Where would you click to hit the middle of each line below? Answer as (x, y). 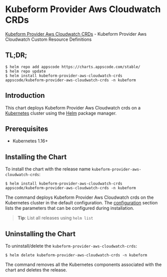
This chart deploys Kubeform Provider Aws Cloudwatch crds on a (73, 107)
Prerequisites (27, 129)
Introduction (25, 96)
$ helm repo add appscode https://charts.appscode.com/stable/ (73, 67)
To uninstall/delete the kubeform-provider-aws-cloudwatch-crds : (71, 246)
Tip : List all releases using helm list (55, 218)
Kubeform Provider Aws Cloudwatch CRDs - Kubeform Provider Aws (76, 34)
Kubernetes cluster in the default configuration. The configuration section (81, 203)
